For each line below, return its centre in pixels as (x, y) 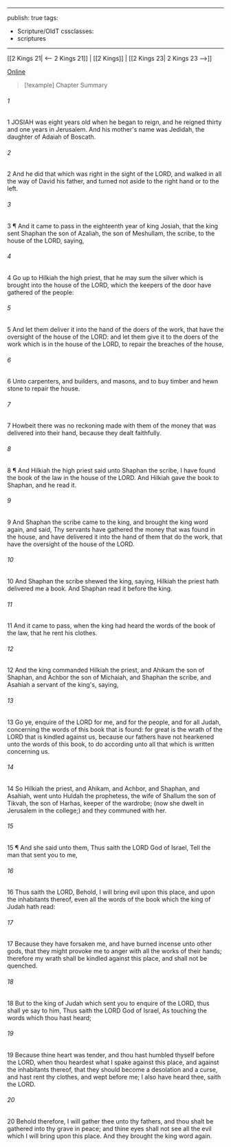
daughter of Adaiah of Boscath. (52, 137)
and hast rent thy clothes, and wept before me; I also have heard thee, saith (114, 1077)
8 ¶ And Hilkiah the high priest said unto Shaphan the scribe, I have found (111, 470)
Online (16, 72)
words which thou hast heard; (49, 1017)
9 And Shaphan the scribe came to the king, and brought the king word (108, 522)
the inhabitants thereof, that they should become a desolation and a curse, (112, 1069)
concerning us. (29, 751)
